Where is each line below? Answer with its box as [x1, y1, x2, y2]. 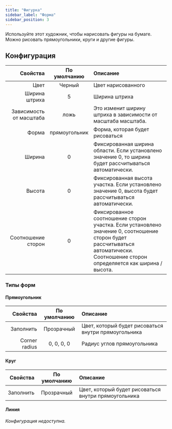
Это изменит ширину [93, 105, 146, 112]
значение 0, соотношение [93, 228, 159, 235]
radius [22, 343, 37, 351]
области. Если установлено [93, 147, 162, 154]
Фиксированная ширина [93, 140, 154, 148]
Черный [59, 81, 79, 89]
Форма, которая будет [93, 126, 149, 133]
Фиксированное [93, 209, 134, 216]
